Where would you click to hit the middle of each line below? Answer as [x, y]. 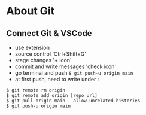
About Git [31, 11]
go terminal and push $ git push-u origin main [74, 73]
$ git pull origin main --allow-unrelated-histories [73, 101]
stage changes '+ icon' [43, 60]
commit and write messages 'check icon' [66, 66]
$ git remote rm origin [36, 90]
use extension [32, 47]
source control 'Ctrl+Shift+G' [51, 54]
